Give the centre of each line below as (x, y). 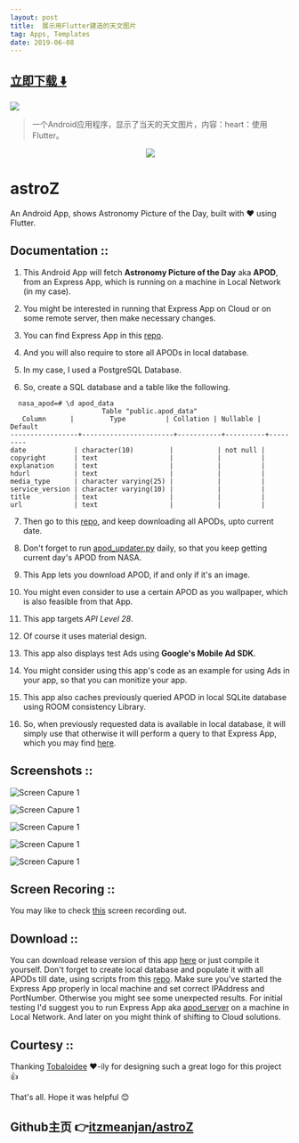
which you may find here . (69, 743)
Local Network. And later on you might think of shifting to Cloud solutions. (145, 1017)
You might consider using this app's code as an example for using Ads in (156, 670)
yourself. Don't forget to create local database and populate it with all (137, 970)
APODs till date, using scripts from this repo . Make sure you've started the (146, 979)
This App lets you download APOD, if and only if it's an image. (137, 575)
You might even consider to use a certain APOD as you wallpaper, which (155, 592)
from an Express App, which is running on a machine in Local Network (152, 282)
